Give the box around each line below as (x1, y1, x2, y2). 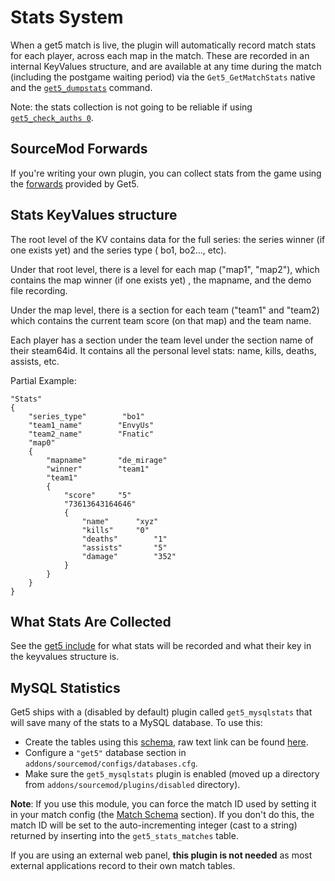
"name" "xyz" (81, 516, 159, 526)
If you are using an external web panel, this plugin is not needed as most (10, 849, 313, 861)
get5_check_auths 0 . (10, 111, 94, 123)
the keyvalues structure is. (10, 651, 120, 663)
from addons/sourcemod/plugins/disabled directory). (24, 779, 241, 791)
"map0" (28, 437, 56, 448)
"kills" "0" (81, 525, 150, 535)
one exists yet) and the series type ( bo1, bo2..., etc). (10, 244, 227, 256)
